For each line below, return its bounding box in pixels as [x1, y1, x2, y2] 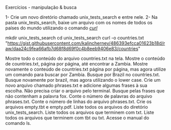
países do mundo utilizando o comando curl [5, 25, 98, 31]
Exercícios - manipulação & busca [5, 5, 77, 10]
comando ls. [5, 120, 32, 126]
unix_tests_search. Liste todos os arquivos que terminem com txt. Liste [5, 109, 154, 115]
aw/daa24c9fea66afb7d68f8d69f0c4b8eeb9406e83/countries [5, 46, 139, 51]
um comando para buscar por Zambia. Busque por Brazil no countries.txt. [5, 72, 160, 78]
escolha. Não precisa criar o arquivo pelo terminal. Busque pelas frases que [5, 88, 165, 93]
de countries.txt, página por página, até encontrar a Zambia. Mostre [5, 61, 148, 67]
